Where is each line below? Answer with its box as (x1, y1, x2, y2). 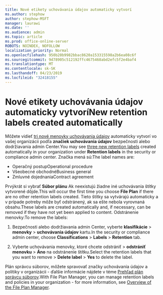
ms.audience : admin (5, 30, 45, 35)
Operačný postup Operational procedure (12, 163, 93, 169)
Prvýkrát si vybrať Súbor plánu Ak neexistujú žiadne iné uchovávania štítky (5, 183, 156, 189)
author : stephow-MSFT (5, 16, 49, 21)
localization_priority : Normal (5, 48, 69, 53)
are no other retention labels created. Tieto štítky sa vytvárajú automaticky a (5, 193, 159, 199)
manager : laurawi (5, 21, 41, 26)
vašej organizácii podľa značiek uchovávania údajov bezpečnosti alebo (5, 138, 150, 144)
